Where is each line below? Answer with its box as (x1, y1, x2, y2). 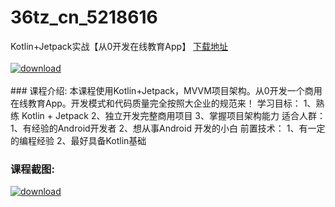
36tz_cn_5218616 (10, 6, 158, 29)
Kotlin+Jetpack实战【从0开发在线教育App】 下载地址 (10, 40, 229, 52)
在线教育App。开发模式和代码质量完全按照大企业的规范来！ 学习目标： (10, 97, 302, 109)
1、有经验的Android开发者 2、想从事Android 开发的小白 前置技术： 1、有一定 (10, 122, 326, 134)
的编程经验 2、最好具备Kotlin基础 (10, 134, 147, 146)
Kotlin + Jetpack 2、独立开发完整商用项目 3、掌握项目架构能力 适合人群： (21, 109, 326, 121)
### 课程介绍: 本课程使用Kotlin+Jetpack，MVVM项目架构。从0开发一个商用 (10, 84, 323, 96)
